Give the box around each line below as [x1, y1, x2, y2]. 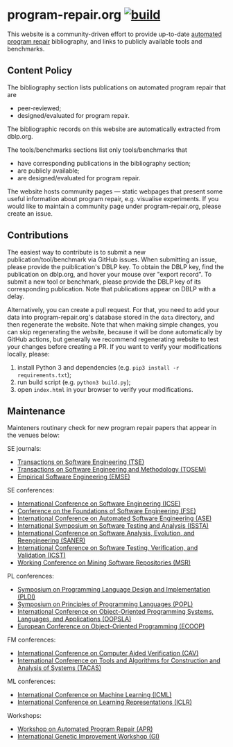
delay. [7, 292, 25, 300]
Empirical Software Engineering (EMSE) [17, 472, 130, 481]
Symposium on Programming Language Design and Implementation [17, 585, 211, 594]
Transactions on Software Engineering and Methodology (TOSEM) [17, 465, 207, 474]
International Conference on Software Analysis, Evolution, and [17, 529, 195, 538]
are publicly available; [17, 166, 80, 175]
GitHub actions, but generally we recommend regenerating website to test [7, 335, 219, 343]
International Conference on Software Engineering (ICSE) [17, 499, 181, 508]
